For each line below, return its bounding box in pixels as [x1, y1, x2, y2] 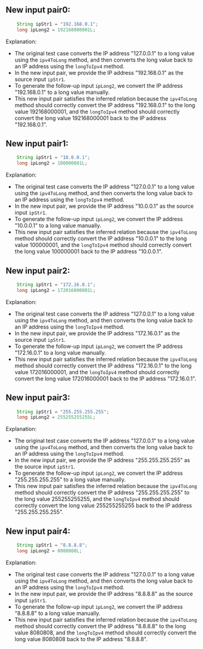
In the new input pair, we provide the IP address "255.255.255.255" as [14, 456, 190, 464]
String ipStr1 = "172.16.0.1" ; [16, 282, 96, 288]
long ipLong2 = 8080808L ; [16, 548, 83, 554]
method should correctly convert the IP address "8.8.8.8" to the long [14, 622, 187, 629]
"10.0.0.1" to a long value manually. [14, 222, 101, 229]
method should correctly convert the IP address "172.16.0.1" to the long [14, 362, 192, 369]
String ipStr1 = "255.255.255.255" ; [16, 408, 110, 415]
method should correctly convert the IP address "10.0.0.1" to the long [14, 235, 187, 243]
